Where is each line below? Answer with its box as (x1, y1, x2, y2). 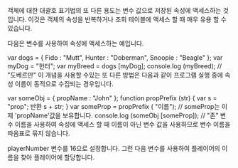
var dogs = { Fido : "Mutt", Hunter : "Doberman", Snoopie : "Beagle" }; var (7, 53, 223, 62)
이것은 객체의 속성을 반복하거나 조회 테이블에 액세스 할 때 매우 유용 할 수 (28, 15, 227, 23)
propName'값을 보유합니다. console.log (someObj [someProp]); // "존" (16, 111, 219, 120)
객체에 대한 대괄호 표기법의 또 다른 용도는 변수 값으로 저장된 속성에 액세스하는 (7, 6, 222, 14)
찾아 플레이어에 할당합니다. (20, 153, 95, 162)
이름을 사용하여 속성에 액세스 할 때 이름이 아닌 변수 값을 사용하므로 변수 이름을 (14, 120, 231, 128)
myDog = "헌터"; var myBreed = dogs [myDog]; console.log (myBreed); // (7, 62, 222, 70)
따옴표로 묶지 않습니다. (7, 129, 70, 137)
